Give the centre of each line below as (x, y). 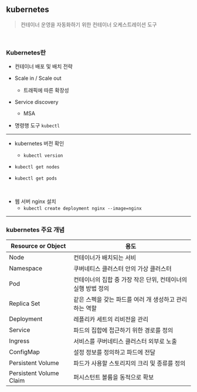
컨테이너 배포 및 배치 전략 (44, 66)
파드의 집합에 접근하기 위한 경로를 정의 (123, 330)
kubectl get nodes (37, 167)
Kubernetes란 (26, 52)
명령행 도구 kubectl (37, 126)
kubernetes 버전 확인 (39, 144)
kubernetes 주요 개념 (35, 230)
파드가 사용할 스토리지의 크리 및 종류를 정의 (129, 363)
